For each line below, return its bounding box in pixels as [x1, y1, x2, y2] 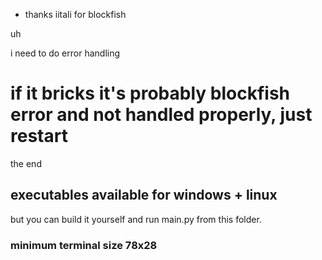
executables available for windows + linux [10, 187, 278, 204]
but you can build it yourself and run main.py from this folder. [10, 213, 262, 225]
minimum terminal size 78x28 [10, 238, 158, 252]
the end [10, 157, 42, 169]
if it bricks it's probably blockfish [10, 82, 290, 105]
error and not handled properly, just [10, 104, 313, 126]
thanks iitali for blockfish [24, 9, 127, 20]
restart [10, 125, 68, 148]
